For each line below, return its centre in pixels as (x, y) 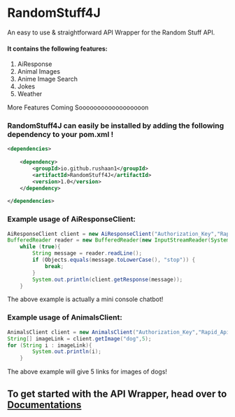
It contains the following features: (57, 48)
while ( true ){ (40, 247)
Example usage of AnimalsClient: (65, 317)
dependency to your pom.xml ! (60, 135)
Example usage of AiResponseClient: (72, 219)
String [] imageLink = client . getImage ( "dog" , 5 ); (79, 338)
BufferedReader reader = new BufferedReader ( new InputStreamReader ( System (119, 240)
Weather (30, 94)
